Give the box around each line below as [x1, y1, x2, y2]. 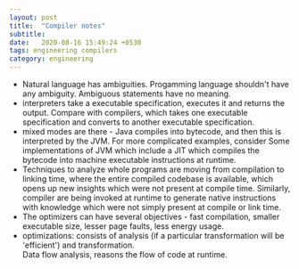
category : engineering [9, 54, 94, 63]
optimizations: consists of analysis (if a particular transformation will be [21, 231, 285, 240]
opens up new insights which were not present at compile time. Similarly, [21, 183, 291, 193]
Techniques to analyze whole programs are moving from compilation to [21, 164, 285, 175]
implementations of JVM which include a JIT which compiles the [21, 145, 261, 156]
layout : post [9, 12, 58, 22]
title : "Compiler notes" [9, 21, 105, 30]
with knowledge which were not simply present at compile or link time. [21, 202, 282, 212]
